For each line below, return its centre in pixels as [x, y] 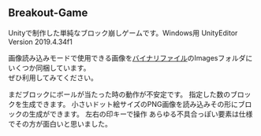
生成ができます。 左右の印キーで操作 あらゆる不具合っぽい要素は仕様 [141, 114]
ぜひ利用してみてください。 [53, 77]
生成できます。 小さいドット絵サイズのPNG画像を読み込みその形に [130, 104]
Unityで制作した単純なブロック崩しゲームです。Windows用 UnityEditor [123, 33]
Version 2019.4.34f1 [40, 42]
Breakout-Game [48, 13]
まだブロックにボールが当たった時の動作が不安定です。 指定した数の [119, 94]
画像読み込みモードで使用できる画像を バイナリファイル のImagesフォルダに [130, 57]
